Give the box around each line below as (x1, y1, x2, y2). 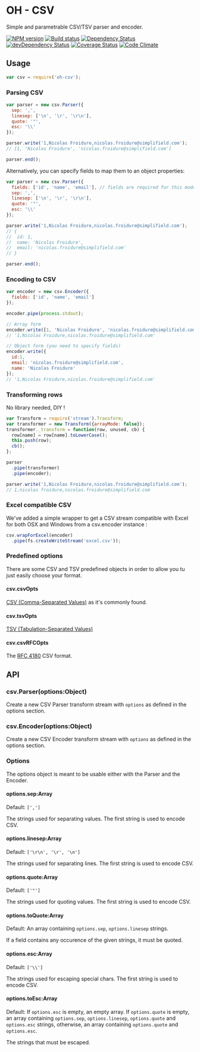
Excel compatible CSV (6, 501, 72, 509)
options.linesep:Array (6, 835, 62, 842)
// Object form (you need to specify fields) (6, 343, 121, 349)
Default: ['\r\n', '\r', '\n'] (6, 848, 80, 856)
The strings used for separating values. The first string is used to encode (6, 815, 186, 822)
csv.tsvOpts (6, 612, 37, 619)
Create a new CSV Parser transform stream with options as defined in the (6, 701, 187, 708)
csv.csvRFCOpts (6, 639, 49, 646)
